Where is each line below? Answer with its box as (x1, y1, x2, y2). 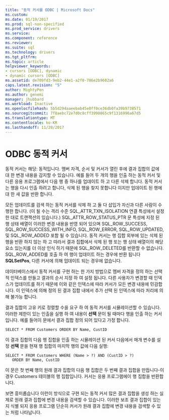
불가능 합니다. (10, 294, 38, 300)
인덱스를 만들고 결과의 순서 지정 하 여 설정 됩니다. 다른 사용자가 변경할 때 (10, 275, 153, 281)
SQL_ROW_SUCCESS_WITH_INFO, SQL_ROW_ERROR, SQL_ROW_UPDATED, (5, 226, 164, 232)
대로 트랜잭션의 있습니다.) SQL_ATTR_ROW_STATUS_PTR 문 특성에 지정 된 (10, 214, 160, 220)
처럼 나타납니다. (10, 409, 42, 415)
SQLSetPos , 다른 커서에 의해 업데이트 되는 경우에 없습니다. (5, 258, 122, 264)
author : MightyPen (5, 87, 44, 92)
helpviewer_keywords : (5, 64, 51, 69)
